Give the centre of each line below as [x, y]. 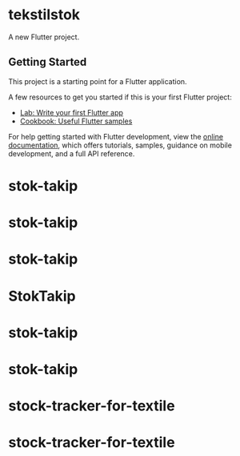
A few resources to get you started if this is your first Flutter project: [120, 97]
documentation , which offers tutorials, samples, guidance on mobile [120, 145]
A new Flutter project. [44, 37]
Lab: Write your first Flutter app [72, 112]
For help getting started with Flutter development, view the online [116, 136]
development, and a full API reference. [72, 153]
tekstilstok [44, 15]
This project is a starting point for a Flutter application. [98, 81]
